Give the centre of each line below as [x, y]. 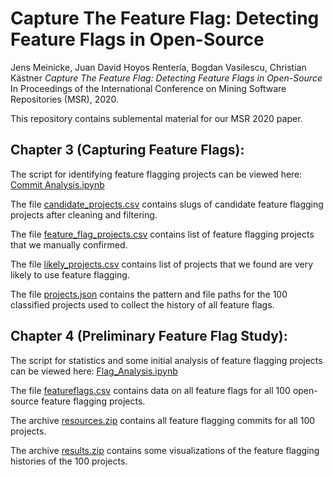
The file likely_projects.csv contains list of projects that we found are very [162, 264]
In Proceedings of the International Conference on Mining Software [148, 88]
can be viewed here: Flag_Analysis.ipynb [94, 371]
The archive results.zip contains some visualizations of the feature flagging [165, 450]
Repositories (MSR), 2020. [65, 99]
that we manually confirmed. [69, 244]
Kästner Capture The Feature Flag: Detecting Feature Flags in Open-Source [166, 78]
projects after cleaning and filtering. [84, 214]
